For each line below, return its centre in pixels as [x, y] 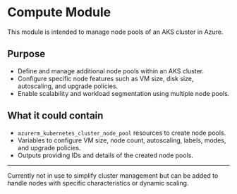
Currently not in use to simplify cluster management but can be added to [113, 175]
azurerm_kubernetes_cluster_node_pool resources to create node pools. [122, 133]
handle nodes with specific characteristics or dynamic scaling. [98, 183]
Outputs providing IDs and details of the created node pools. [105, 155]
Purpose [26, 54]
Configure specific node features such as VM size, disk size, [105, 78]
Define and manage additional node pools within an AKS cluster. [111, 71]
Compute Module [59, 12]
